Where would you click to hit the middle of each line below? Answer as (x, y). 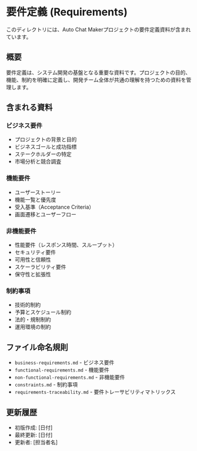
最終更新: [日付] (34, 435)
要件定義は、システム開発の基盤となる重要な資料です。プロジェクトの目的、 (98, 72)
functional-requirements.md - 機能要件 (62, 370)
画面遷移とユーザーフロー (45, 214)
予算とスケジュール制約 (43, 312)
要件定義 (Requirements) (67, 12)
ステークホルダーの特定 (43, 154)
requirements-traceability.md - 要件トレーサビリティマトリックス (95, 392)
